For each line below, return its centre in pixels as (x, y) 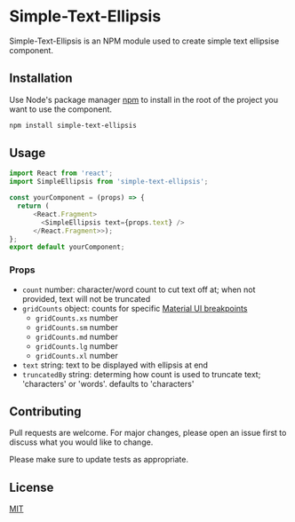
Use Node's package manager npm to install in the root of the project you (144, 99)
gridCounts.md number (76, 336)
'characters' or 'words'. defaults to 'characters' (108, 384)
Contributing (45, 411)
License (32, 487)
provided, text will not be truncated (86, 298)
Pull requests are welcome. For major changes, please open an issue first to (148, 433)
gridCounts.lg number (76, 346)
